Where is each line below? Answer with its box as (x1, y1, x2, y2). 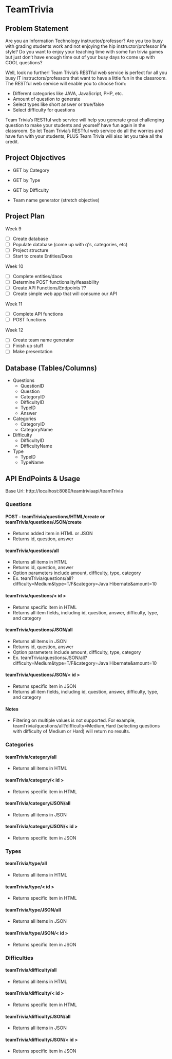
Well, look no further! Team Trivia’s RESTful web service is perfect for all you (5, 69, 167, 76)
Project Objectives (5, 153, 66, 162)
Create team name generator (12, 337, 74, 343)
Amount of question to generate (12, 96, 81, 102)
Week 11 (5, 301, 23, 307)
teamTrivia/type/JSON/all (5, 906, 61, 913)
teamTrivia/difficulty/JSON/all (5, 1013, 71, 1019)
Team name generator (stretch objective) (12, 197, 100, 203)
